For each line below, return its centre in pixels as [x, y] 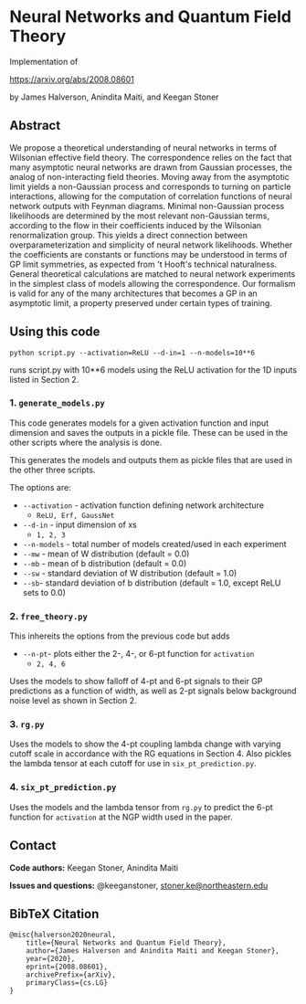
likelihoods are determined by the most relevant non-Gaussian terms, [140, 216]
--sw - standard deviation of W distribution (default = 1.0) [130, 573]
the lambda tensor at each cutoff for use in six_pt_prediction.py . [133, 764]
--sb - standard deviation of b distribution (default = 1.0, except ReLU [152, 583]
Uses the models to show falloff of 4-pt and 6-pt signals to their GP [136, 682]
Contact [33, 845]
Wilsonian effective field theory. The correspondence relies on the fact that [151, 157]
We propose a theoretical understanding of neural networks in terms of [143, 147]
